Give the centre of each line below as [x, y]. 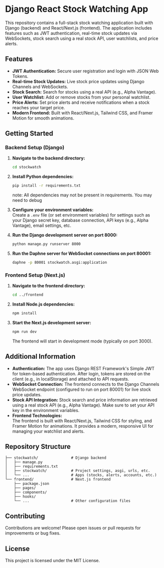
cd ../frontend [28, 295]
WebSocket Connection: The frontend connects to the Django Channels [86, 384]
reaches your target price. [39, 107]
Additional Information [40, 357]
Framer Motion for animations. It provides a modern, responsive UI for [83, 426]
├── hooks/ [25, 497]
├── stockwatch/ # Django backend [56, 458]
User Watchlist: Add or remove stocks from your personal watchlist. [81, 97]
